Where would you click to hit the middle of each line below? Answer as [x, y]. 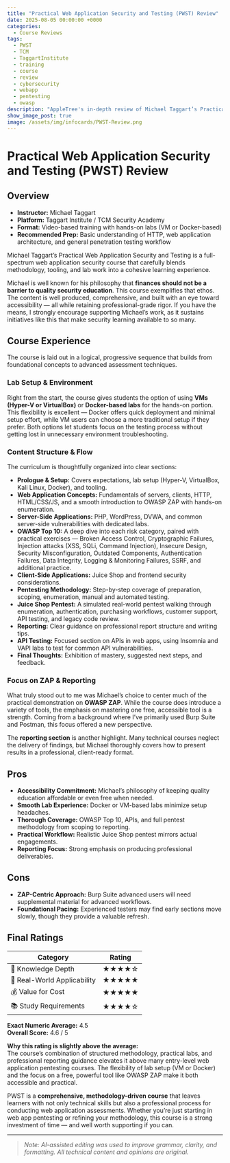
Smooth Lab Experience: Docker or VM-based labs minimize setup [112, 805]
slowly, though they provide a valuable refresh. [83, 916]
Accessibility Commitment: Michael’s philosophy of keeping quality [113, 791]
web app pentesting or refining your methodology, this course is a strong [110, 1118]
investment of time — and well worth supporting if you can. [91, 1125]
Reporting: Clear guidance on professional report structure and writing [117, 626]
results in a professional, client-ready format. [71, 752]
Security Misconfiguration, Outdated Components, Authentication [110, 553]
